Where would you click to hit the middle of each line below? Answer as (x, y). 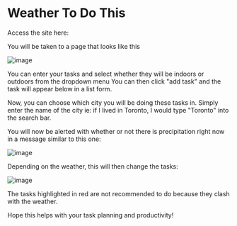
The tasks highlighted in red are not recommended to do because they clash (118, 193)
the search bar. (29, 118)
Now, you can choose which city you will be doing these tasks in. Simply (113, 102)
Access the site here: (38, 33)
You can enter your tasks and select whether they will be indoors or (106, 74)
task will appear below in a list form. (60, 89)
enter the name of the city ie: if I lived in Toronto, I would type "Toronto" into (118, 110)
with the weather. (33, 201)
